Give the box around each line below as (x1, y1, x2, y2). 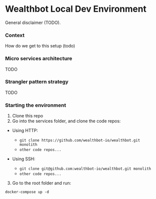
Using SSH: (12, 156, 36, 162)
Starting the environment (5, 102, 67, 109)
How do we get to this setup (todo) (5, 43, 75, 49)
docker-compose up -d (5, 190, 49, 195)
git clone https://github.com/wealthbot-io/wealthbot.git (19, 138, 140, 143)
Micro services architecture (5, 55, 72, 62)
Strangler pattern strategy (5, 78, 68, 85)
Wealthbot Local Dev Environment (5, 3, 147, 15)
